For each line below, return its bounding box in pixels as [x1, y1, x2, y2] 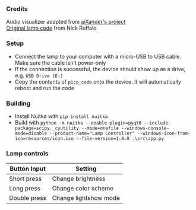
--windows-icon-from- [137, 130, 191, 136]
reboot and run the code [14, 84, 75, 91]
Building [6, 99, 31, 107]
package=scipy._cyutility [14, 125, 79, 131]
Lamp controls [6, 149, 49, 157]
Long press [9, 184, 40, 193]
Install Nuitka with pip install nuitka [14, 112, 108, 120]
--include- [144, 120, 171, 126]
